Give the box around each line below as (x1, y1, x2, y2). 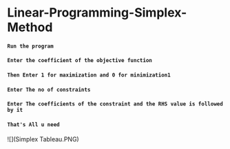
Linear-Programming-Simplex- (7, 5, 187, 21)
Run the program (7, 43, 54, 50)
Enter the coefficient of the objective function (7, 57, 153, 64)
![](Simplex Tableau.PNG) (7, 135, 79, 143)
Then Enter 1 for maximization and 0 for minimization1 (7, 71, 171, 79)
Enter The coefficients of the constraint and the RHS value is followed (7, 101, 224, 108)
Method (7, 19, 53, 35)
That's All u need (7, 121, 60, 128)
